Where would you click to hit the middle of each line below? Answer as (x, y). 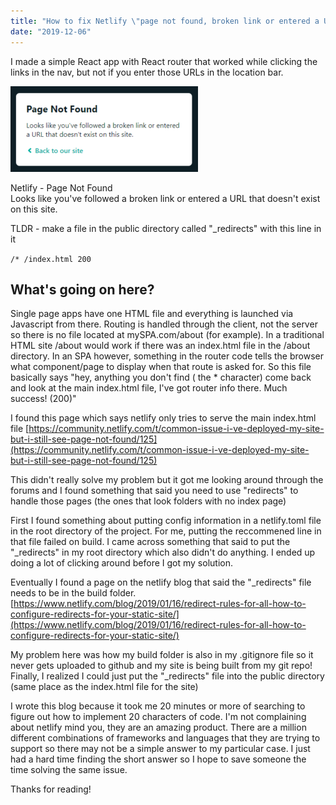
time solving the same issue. (69, 770)
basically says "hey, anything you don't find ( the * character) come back (161, 377)
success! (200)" (43, 399)
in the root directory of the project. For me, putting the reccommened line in (166, 531)
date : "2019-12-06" (51, 31)
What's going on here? (82, 289)
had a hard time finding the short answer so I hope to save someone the (158, 759)
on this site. (34, 209)
